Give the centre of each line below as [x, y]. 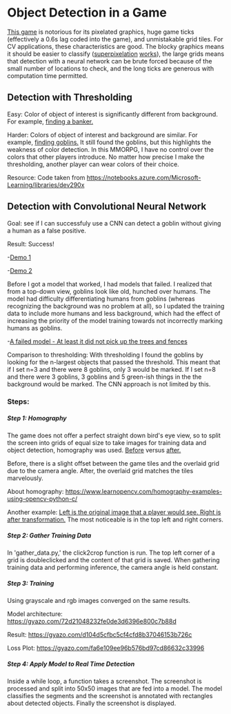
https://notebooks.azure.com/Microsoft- [144, 177]
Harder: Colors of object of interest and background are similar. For [102, 135]
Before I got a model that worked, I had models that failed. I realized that [110, 284]
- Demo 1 [19, 257]
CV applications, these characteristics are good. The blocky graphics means [116, 46]
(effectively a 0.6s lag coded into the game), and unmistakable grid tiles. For [115, 39]
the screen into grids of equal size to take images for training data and [107, 443]
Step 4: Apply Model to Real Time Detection [71, 664]
